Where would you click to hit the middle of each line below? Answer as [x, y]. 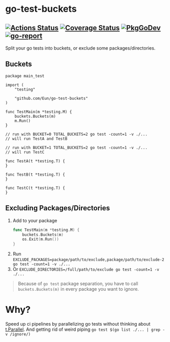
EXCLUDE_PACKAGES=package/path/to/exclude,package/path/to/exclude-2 [89, 260]
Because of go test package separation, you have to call [78, 284]
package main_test [25, 76]
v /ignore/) [18, 334]
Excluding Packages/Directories [58, 208]
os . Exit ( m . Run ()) [41, 239]
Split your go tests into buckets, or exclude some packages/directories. [80, 48]
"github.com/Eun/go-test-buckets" [51, 98]
